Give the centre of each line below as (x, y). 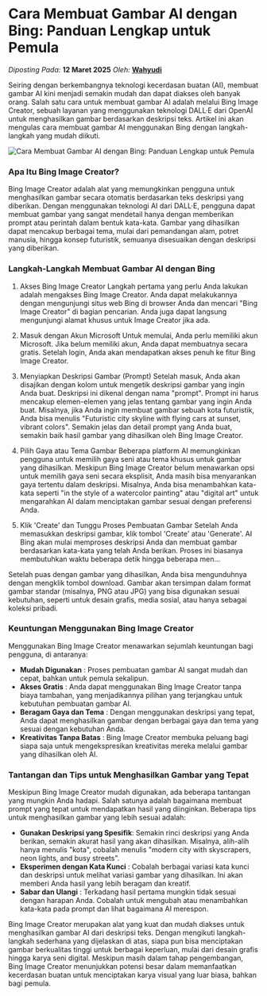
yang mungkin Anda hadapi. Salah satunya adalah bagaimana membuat (125, 800)
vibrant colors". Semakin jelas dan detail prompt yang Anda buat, (126, 427)
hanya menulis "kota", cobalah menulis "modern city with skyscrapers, (135, 850)
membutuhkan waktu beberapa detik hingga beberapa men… (120, 559)
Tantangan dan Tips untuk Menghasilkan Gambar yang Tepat (128, 774)
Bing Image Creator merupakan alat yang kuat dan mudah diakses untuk (126, 924)
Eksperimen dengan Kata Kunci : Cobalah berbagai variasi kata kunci (134, 866)
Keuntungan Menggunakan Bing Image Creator (101, 629)
